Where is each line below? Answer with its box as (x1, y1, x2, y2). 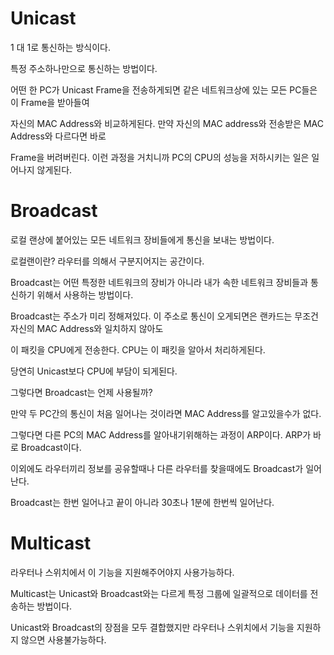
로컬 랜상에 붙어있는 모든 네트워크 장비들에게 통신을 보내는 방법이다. (10, 233, 275, 246)
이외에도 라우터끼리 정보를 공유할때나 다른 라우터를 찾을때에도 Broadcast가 (10, 462, 304, 474)
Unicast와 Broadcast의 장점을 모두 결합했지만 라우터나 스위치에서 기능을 (10, 621, 295, 633)
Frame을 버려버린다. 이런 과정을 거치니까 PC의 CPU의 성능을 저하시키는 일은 (10, 151, 310, 163)
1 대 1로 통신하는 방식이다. (10, 41, 111, 53)
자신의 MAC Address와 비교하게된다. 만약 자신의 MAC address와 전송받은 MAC (10, 117, 324, 129)
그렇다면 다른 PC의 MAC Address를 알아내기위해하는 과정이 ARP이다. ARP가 (10, 428, 312, 441)
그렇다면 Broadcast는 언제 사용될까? (10, 386, 153, 398)
